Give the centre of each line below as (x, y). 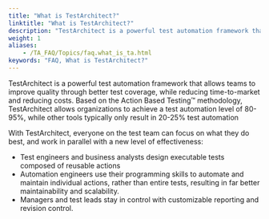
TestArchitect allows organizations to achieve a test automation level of (126, 108)
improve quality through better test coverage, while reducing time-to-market (134, 91)
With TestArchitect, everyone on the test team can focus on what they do (129, 132)
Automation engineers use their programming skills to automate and (132, 174)
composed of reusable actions (70, 165)
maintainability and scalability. (70, 191)
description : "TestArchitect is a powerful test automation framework (128, 30)
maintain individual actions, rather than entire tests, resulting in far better (140, 182)
